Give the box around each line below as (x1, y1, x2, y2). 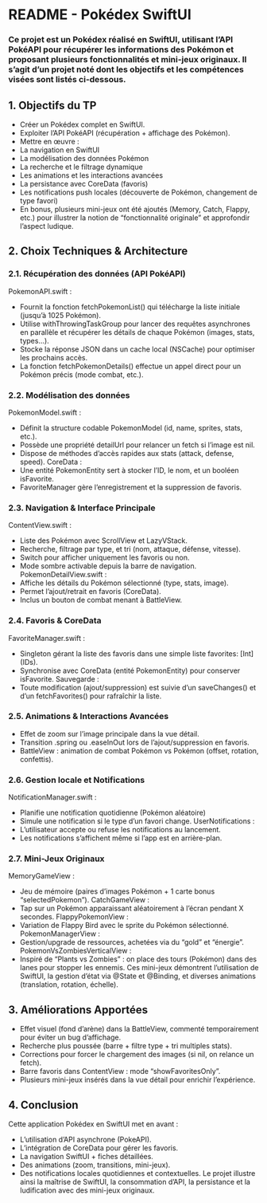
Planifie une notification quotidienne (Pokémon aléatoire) (19, 808, 207, 818)
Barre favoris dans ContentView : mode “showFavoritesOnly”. (19, 1067, 221, 1076)
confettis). (19, 754, 54, 764)
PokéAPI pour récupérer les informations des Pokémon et (8, 44, 234, 55)
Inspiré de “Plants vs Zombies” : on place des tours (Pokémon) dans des (19, 954, 257, 964)
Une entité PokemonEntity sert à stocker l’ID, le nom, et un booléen (19, 465, 240, 475)
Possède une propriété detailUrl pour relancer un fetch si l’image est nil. (19, 440, 256, 450)
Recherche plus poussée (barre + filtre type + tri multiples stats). (19, 1041, 233, 1051)
